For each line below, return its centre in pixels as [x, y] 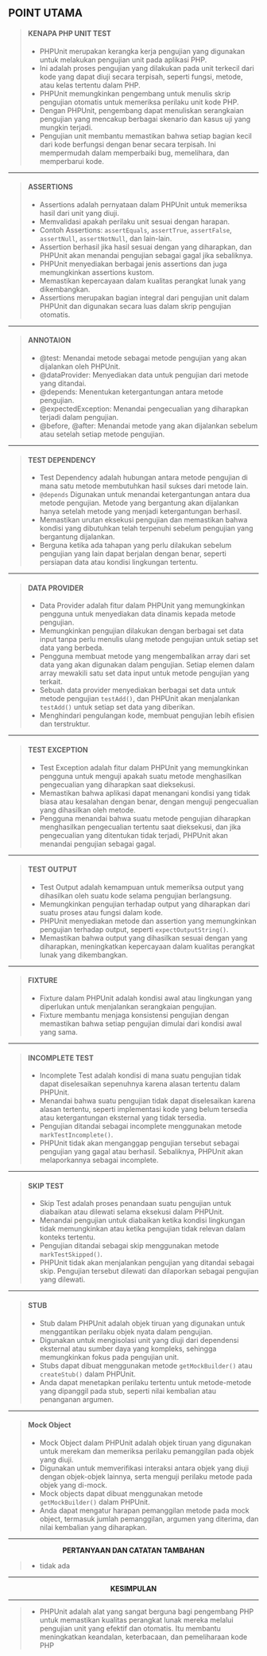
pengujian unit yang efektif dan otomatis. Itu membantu [130, 1628]
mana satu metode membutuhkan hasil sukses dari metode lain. [144, 486]
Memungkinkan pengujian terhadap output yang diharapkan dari [145, 904]
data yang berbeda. [72, 648]
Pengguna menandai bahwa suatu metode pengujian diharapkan [145, 818]
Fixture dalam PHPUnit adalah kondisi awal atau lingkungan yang [146, 998]
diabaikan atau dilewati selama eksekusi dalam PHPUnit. [132, 1212]
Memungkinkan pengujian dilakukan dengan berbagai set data [141, 631]
